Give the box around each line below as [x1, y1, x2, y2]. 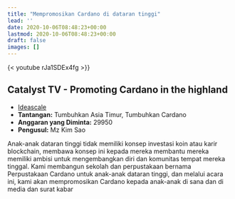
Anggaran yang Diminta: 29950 [17, 118, 113, 126]
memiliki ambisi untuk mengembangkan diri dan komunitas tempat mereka [7, 154, 226, 163]
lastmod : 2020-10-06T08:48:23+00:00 [7, 30, 116, 38]
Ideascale [17, 103, 47, 111]
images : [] [7, 44, 40, 51]
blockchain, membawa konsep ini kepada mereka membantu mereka [7, 147, 209, 155]
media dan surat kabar [7, 185, 73, 193]
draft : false [7, 37, 46, 44]
